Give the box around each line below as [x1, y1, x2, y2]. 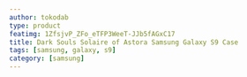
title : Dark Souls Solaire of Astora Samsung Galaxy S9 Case [9, 37, 239, 47]
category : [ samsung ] [9, 54, 86, 63]
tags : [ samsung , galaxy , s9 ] [9, 46, 116, 55]
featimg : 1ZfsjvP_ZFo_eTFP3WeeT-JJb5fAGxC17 [9, 29, 176, 38]
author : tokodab [9, 12, 69, 22]
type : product [9, 21, 62, 30]
